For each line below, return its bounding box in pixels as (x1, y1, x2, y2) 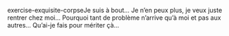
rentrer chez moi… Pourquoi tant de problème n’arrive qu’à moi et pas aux (7, 13, 221, 22)
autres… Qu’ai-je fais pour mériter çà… (7, 21, 120, 29)
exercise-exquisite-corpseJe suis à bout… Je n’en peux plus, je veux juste (7, 6, 223, 14)
